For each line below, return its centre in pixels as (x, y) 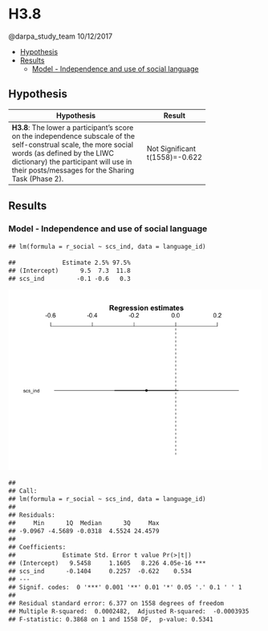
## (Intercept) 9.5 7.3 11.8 (69, 271)
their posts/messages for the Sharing (73, 170)
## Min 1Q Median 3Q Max (84, 523)
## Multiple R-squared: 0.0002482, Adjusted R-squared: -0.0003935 (129, 611)
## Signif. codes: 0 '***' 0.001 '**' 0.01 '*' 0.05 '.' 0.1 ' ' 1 (125, 587)
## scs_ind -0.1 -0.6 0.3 (69, 279)
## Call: (23, 491)
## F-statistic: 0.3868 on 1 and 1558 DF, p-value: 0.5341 (111, 619)
